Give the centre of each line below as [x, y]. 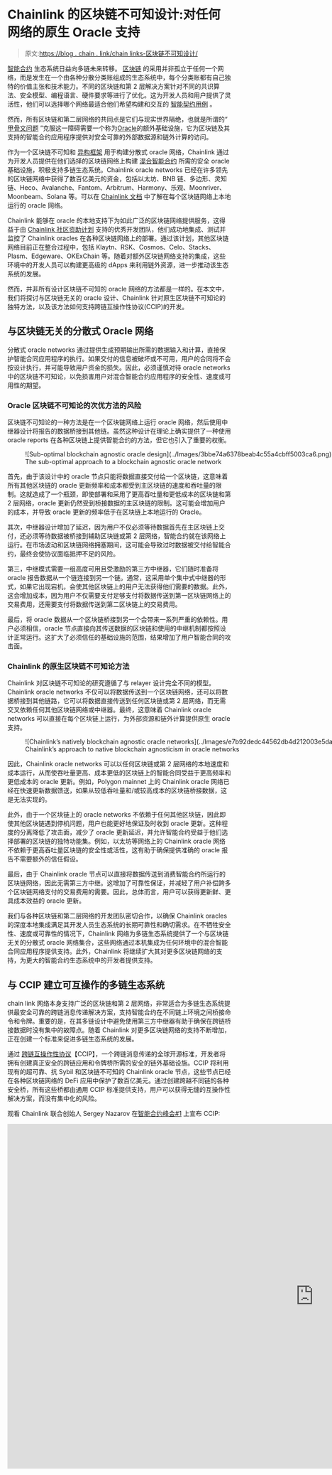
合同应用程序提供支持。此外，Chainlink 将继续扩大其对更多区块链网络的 [112, 951]
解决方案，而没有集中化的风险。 [54, 1098]
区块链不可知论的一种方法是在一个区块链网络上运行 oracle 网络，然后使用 [115, 422]
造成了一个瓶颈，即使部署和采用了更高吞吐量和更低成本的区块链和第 [131, 494]
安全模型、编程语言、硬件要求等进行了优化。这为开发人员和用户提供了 [122, 95]
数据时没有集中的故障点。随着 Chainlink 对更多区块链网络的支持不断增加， [122, 1030]
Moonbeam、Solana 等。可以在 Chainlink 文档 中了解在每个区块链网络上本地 [119, 196]
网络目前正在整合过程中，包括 [51, 247]
